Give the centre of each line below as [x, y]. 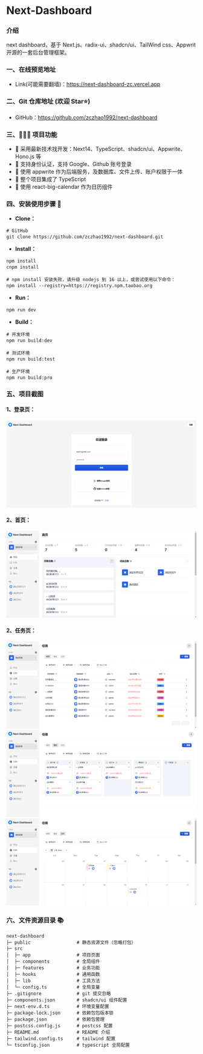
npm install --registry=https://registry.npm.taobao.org [79, 285]
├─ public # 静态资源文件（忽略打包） [71, 943]
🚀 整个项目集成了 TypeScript [50, 179]
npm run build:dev [29, 340]
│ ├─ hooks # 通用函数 [53, 974]
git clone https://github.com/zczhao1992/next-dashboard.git [85, 237]
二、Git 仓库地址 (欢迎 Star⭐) [48, 101]
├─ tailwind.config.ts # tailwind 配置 [61, 1039]
